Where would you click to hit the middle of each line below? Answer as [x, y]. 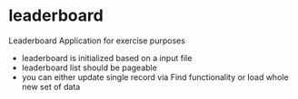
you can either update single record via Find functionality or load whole [155, 76]
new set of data [51, 86]
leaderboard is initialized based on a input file [107, 58]
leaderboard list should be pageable [89, 67]
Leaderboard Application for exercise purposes [97, 40]
